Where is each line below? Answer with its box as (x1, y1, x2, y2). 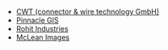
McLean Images (15, 32, 70, 42)
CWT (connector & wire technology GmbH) (15, 7, 160, 16)
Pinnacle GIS (15, 15, 59, 25)
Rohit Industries (15, 24, 69, 33)
